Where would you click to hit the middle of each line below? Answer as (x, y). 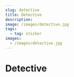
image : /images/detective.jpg (37, 24)
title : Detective (24, 15)
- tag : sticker (26, 34)
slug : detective (22, 10)
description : (19, 19)
